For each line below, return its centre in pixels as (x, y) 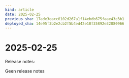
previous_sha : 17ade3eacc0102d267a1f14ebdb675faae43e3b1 (65, 19)
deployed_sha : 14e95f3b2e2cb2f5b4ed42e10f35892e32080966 (65, 23)
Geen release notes (25, 71)
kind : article (20, 10)
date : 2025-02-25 (23, 14)
